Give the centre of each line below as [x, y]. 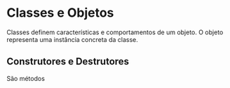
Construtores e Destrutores [68, 62]
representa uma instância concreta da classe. [72, 39]
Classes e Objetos [60, 13]
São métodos [26, 78]
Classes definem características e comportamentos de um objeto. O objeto [115, 32]
